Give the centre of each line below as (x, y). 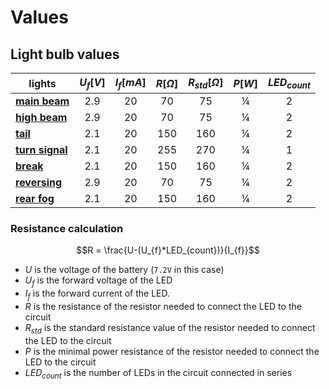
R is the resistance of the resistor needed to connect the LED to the (163, 307)
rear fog (35, 199)
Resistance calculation (67, 229)
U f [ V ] (92, 83)
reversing (39, 183)
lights (42, 83)
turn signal (41, 150)
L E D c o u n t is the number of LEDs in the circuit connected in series (158, 373)
